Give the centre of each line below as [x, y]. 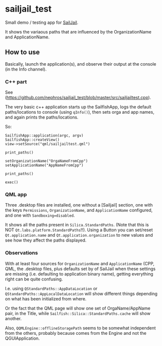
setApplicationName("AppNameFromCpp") [44, 165]
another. [13, 318]
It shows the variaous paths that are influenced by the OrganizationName [78, 32]
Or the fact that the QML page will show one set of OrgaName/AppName [78, 308]
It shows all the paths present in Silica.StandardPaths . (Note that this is [77, 225]
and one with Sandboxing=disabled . [40, 215]
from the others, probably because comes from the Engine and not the [76, 333]
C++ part [16, 82]
